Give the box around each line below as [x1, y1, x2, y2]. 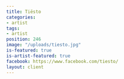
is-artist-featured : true [6, 53, 70, 59]
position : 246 [6, 36, 42, 42]
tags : [6, 25, 20, 31]
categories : [6, 14, 36, 20]
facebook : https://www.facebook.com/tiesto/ [6, 58, 119, 64]
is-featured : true [6, 48, 52, 53]
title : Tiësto [6, 8, 42, 15]
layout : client [6, 64, 44, 70]
